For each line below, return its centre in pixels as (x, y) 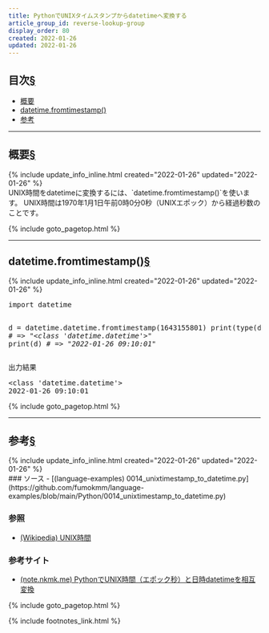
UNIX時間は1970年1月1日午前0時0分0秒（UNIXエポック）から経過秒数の (142, 202)
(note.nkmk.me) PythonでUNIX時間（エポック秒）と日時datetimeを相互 (138, 579)
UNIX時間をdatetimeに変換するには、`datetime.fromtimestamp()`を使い (126, 193)
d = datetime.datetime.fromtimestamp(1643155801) (108, 327)
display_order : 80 (39, 30)
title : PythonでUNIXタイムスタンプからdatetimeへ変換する (98, 16)
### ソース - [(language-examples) (67, 479)
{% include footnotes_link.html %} (65, 621)
